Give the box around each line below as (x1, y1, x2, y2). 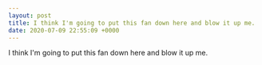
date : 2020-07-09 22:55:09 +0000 (8, 26, 120, 34)
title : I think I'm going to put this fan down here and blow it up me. (8, 19, 256, 27)
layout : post (8, 11, 52, 20)
